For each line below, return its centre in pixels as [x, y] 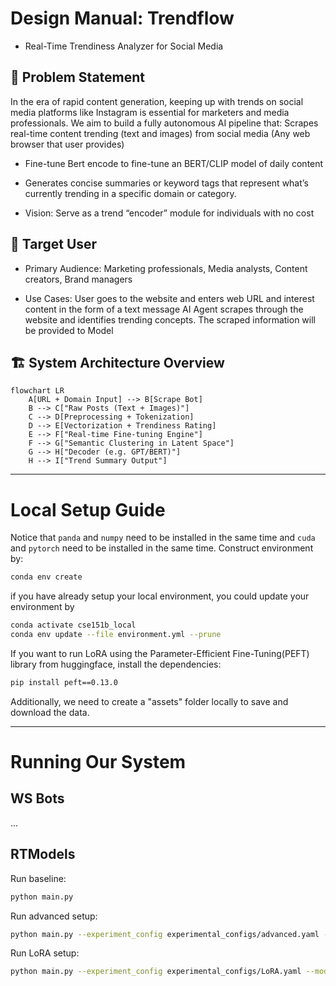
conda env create [46, 577]
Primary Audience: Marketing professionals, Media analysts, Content [166, 268]
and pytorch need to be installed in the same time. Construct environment [162, 548]
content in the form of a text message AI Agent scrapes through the [164, 309]
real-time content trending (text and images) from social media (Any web [160, 133]
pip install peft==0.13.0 [64, 682]
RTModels [43, 854]
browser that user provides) [67, 144]
